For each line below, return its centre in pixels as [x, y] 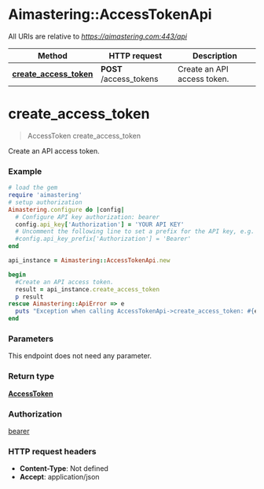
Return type [31, 376]
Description [214, 55]
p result [29, 297]
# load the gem [33, 188]
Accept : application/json [59, 477]
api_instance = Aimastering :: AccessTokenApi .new [89, 261]
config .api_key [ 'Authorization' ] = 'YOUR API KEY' [100, 224]
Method [53, 55]
